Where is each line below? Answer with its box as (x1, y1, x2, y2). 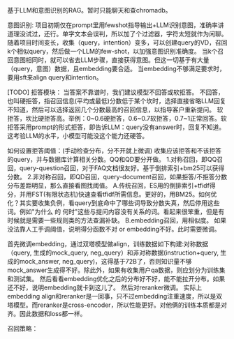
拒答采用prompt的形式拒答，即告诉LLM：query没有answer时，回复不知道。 (7, 123, 226, 131)
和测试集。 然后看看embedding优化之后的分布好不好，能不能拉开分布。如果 (7, 275, 226, 282)
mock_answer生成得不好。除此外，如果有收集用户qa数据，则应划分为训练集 (7, 266, 226, 274)
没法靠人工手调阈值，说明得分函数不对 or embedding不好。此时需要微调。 (7, 225, 221, 233)
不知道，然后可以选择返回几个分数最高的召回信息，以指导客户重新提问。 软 (7, 105, 224, 114)
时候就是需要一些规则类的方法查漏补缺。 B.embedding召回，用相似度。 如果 (7, 216, 227, 225)
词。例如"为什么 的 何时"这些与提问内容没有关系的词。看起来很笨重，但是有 (7, 208, 225, 216)
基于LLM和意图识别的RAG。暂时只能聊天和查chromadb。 (7, 6, 173, 14)
